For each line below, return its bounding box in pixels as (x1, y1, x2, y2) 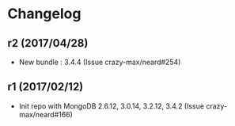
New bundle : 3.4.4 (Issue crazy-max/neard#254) (18, 57, 181, 67)
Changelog (7, 5, 81, 23)
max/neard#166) (18, 109, 73, 119)
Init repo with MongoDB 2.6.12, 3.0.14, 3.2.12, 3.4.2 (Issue (18, 101, 205, 111)
